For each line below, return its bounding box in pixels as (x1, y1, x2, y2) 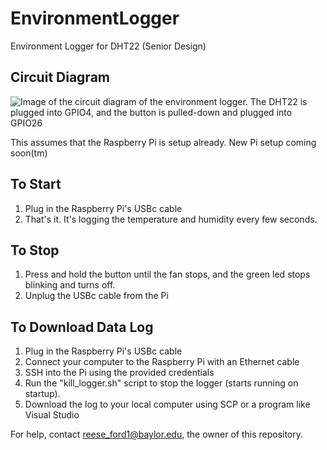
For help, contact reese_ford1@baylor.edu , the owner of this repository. (10, 428, 304, 441)
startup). (24, 388, 61, 400)
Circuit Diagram (10, 69, 110, 86)
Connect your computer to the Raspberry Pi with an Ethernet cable (24, 356, 300, 368)
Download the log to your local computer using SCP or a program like (24, 398, 311, 411)
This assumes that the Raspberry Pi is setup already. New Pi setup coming (10, 136, 317, 148)
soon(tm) (10, 147, 48, 159)
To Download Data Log (10, 318, 154, 336)
